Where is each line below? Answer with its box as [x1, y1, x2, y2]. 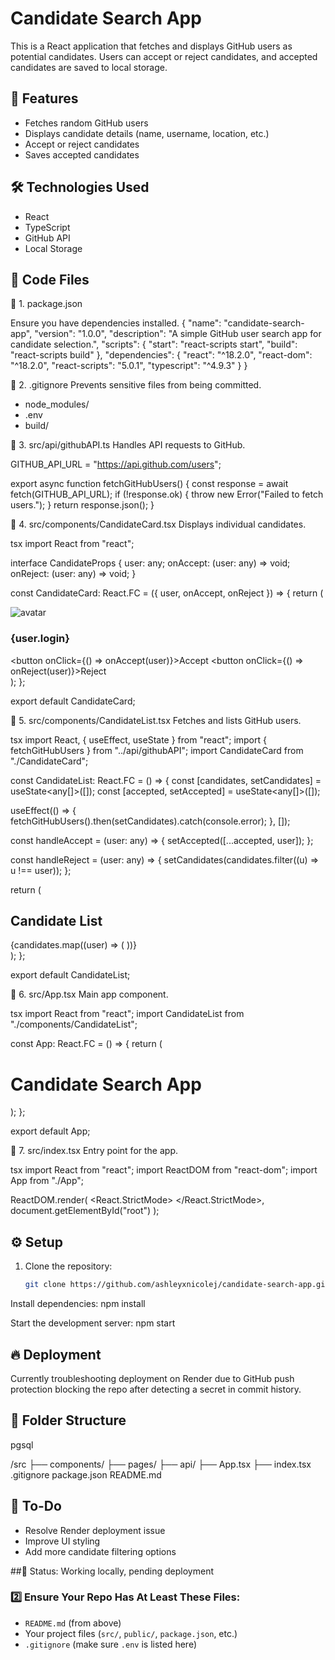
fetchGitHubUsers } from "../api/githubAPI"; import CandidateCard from [10, 744, 304, 756]
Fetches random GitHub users [24, 117, 149, 129]
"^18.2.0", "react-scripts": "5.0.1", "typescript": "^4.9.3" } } [10, 360, 248, 372]
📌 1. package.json [10, 298, 83, 310]
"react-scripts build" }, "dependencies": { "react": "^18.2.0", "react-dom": [10, 349, 313, 361]
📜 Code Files [10, 271, 90, 288]
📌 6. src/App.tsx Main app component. [10, 988, 169, 1001]
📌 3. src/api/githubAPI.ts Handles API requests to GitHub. [10, 439, 246, 451]
